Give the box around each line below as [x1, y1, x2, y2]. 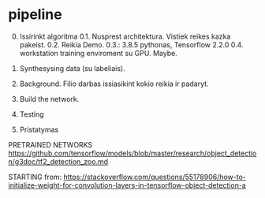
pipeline [8, 6, 62, 24]
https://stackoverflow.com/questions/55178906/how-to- [63, 172, 247, 181]
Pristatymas [19, 125, 59, 134]
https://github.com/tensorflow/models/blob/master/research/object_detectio [8, 148, 257, 158]
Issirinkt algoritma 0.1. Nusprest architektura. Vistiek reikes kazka [19, 32, 231, 41]
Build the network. [19, 94, 80, 103]
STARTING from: [8, 172, 62, 181]
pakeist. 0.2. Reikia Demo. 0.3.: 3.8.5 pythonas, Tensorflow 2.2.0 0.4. [19, 39, 244, 49]
